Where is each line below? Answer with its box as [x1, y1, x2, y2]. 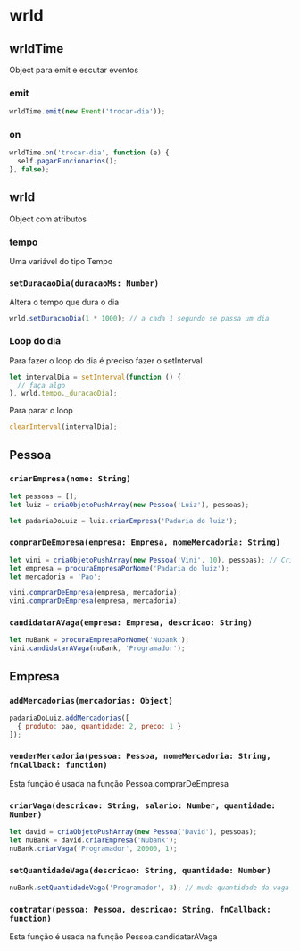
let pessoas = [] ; [9, 492, 78, 501]
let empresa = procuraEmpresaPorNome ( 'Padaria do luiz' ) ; [9, 563, 229, 572]
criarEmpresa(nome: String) [9, 474, 131, 484]
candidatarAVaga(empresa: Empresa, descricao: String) [9, 618, 253, 628]
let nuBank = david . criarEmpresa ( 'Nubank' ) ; [9, 836, 178, 845]
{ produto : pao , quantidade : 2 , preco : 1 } [17, 722, 182, 730]
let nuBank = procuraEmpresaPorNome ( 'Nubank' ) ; [9, 636, 190, 645]
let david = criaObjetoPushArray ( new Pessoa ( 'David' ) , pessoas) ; [9, 828, 258, 837]
